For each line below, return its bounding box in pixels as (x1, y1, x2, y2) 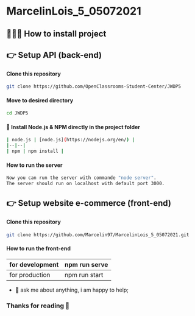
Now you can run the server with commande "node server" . (6, 175, 157, 181)
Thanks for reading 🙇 (6, 301, 70, 310)
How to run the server (6, 161, 63, 169)
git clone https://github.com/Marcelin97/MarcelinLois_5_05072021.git (6, 231, 190, 238)
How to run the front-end (6, 245, 71, 252)
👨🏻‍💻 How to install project (6, 29, 107, 39)
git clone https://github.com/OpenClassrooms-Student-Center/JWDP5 (6, 83, 182, 90)
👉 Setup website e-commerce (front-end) (6, 198, 172, 208)
